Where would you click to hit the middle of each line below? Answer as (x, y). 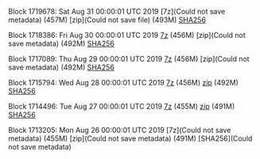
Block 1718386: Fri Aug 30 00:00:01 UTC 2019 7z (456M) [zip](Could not (127, 35)
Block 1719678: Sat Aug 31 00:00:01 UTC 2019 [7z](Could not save (117, 11)
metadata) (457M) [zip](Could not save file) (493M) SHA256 (107, 20)
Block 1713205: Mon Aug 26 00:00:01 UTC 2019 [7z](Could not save (120, 130)
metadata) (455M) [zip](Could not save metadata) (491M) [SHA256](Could (130, 138)
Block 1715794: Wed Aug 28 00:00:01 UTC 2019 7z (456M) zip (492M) (123, 83)
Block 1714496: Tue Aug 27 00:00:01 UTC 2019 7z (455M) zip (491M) (122, 106)
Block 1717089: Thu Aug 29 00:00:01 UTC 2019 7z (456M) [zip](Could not (129, 59)
